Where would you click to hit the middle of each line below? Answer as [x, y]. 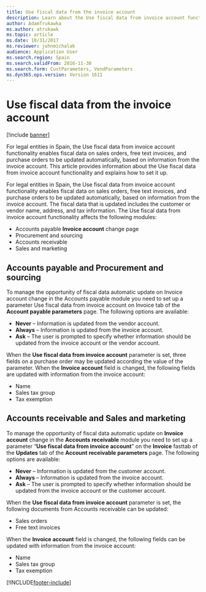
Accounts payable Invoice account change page [77, 229]
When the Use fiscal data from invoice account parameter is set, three [96, 355]
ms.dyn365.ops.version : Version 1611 [55, 75]
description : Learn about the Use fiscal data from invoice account [96, 18]
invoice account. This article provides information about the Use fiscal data [101, 167]
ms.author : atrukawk [33, 29]
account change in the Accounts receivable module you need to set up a [100, 440]
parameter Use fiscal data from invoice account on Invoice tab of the [93, 305]
